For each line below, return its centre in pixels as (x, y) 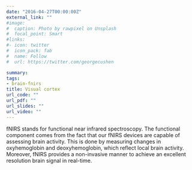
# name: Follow (26, 56)
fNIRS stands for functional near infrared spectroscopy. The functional (93, 129)
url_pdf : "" (21, 101)
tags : (13, 78)
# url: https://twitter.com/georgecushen (60, 62)
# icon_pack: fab (29, 51)
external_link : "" (29, 17)
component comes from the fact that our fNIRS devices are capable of (93, 135)
